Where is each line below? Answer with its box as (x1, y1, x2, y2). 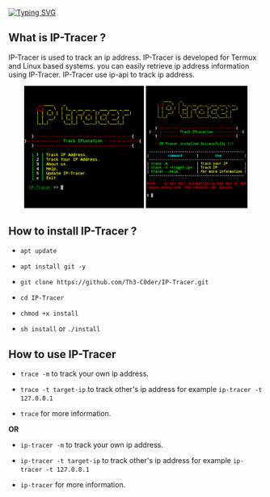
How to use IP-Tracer (8, 347, 116, 361)
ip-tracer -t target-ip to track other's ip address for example (19, 456, 232, 465)
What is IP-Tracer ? (8, 31, 107, 44)
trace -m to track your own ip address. (19, 369, 150, 378)
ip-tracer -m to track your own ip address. (19, 440, 163, 449)
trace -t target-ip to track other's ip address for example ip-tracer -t (19, 385, 263, 394)
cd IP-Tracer (19, 294, 65, 302)
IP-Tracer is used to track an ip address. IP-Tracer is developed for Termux (8, 53, 257, 62)
